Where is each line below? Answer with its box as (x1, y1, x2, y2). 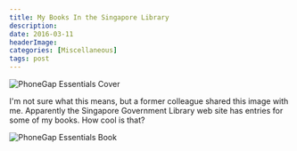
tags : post (9, 54, 50, 63)
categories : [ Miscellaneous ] (9, 46, 118, 55)
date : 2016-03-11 (9, 29, 74, 38)
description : (9, 21, 58, 30)
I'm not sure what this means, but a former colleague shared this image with (9, 96, 289, 107)
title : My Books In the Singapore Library (9, 12, 169, 22)
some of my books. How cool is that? (9, 115, 145, 125)
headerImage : (9, 37, 58, 47)
